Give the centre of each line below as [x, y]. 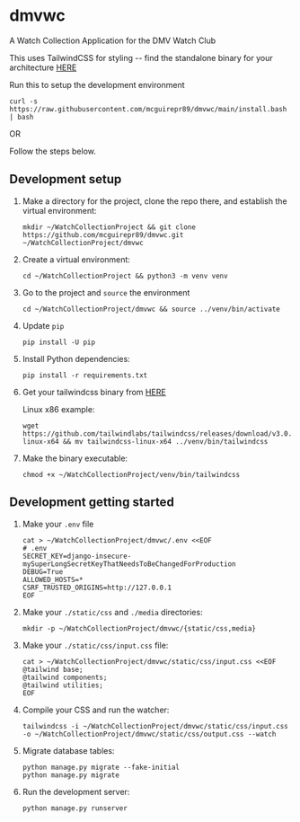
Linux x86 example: [58, 409]
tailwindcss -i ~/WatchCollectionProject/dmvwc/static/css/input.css [155, 726]
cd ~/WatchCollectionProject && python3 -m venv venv [125, 276]
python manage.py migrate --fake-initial [101, 767]
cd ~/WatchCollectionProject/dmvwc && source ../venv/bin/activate [151, 309]
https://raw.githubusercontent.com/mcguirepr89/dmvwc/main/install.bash [148, 109]
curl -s [24, 101]
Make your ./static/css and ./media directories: [113, 612]
